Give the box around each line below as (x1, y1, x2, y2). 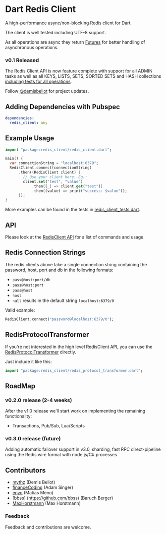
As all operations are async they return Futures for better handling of (5, 39, 145, 45)
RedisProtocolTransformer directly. (5, 349, 77, 355)
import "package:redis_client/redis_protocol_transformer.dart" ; (5, 368, 143, 373)
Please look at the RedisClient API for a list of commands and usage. (5, 234, 145, 240)
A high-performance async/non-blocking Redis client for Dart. (5, 20, 132, 26)
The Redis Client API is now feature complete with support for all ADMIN (5, 68, 153, 74)
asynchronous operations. (5, 44, 58, 50)
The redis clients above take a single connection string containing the (5, 261, 147, 267)
